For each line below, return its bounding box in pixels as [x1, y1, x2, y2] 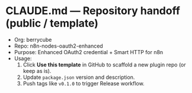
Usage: [14, 55, 32, 62]
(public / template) [5, 16, 99, 30]
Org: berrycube [14, 36, 52, 43]
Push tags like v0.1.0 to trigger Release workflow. [23, 79, 145, 87]
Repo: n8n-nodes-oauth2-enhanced [14, 42, 103, 49]
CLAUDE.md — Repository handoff [5, 4, 180, 18]
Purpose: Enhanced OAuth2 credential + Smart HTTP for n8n [14, 48, 164, 55]
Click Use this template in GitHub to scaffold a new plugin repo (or [23, 61, 186, 68]
